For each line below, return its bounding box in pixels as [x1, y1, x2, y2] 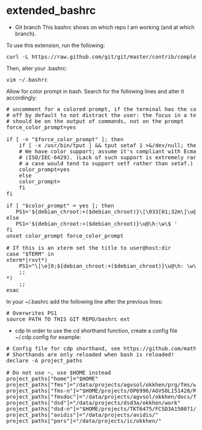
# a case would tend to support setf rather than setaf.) [19, 160, 194, 166]
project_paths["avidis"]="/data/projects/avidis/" [6, 411, 159, 418]
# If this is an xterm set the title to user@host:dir [6, 244, 171, 251]
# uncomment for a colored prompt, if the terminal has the [6, 106, 188, 112]
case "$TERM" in [6, 250, 54, 257]
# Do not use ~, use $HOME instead [6, 369, 111, 376]
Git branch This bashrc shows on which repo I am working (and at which [14, 24, 195, 31]
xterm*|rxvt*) [6, 256, 48, 263]
